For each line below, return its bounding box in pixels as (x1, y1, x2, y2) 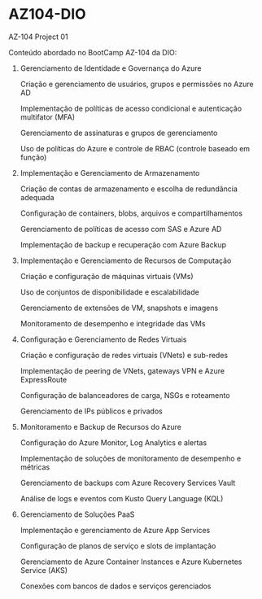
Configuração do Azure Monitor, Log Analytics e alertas (20, 437, 207, 448)
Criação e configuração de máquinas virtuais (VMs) (20, 271, 194, 281)
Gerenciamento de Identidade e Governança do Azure (20, 63, 202, 73)
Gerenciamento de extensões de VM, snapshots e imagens (20, 303, 219, 313)
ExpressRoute (20, 374, 68, 384)
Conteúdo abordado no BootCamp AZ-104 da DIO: (8, 47, 177, 57)
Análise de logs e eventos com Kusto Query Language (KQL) (20, 493, 224, 503)
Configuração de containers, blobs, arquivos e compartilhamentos (20, 208, 242, 218)
